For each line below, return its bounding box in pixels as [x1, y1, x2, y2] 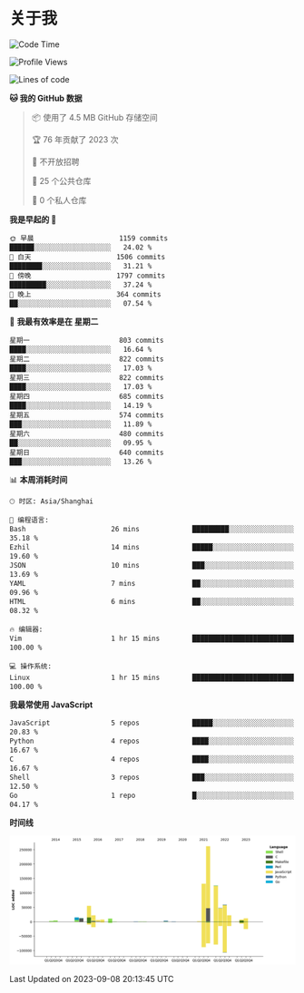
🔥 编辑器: [9, 625, 44, 634]
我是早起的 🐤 [9, 214, 57, 225]
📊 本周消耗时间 [9, 473, 68, 485]
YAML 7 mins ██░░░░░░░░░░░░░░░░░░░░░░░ [9, 579, 295, 588]
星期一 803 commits [9, 336, 164, 345]
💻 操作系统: [9, 661, 53, 671]
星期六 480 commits [9, 429, 164, 438]
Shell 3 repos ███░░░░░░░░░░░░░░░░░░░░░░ [9, 773, 295, 782]
